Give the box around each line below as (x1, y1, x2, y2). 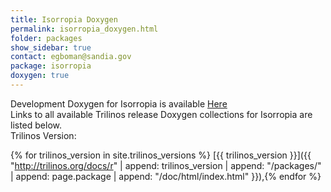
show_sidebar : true (10, 42, 92, 53)
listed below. (10, 119, 63, 131)
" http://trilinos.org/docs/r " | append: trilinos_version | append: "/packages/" (10, 159, 322, 171)
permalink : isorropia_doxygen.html (10, 24, 159, 34)
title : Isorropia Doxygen (10, 14, 118, 25)
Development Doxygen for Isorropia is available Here (10, 97, 228, 110)
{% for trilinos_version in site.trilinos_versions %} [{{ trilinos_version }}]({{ (10, 149, 312, 161)
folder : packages (10, 33, 83, 43)
